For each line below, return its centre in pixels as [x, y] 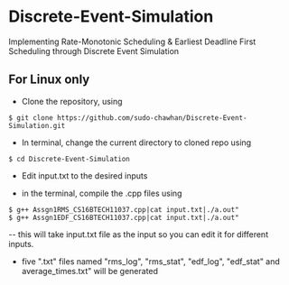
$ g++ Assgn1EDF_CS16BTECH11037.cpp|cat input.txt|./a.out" [124, 217]
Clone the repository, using [72, 101]
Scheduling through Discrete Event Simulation [94, 51]
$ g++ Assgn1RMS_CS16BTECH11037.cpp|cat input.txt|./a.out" [124, 209]
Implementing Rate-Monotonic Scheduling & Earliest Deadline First [132, 41]
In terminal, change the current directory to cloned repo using [136, 142]
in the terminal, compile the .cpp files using [102, 193]
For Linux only [49, 80]
